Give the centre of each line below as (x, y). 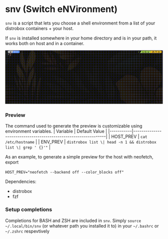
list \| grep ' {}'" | (28, 147)
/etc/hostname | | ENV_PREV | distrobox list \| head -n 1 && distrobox (81, 142)
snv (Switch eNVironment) (61, 9)
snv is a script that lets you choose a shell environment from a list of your (80, 23)
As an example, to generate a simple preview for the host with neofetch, (79, 157)
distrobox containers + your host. (39, 28)
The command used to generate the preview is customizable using (74, 126)
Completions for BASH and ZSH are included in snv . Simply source (73, 220)
